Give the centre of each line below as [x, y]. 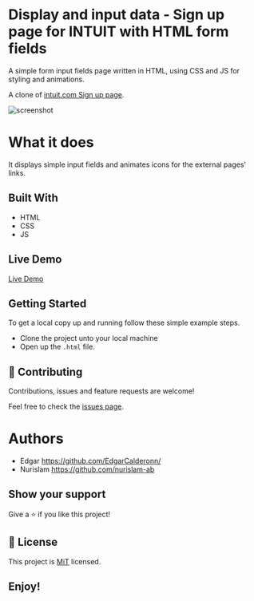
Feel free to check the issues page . [66, 407]
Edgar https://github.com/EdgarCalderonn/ [90, 461]
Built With [33, 198]
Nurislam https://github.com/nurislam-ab [87, 469]
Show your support [57, 494]
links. [17, 172]
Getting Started [48, 304]
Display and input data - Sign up [117, 15]
